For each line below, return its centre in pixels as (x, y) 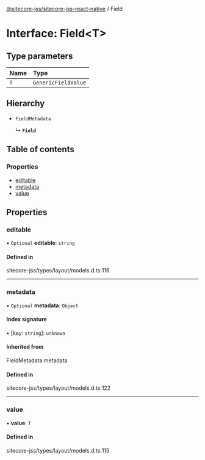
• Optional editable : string (41, 243)
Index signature (27, 319)
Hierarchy (26, 104)
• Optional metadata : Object (42, 305)
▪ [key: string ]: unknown (36, 333)
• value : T (19, 423)
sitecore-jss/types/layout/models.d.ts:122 (59, 388)
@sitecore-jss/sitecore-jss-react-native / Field (65, 9)
